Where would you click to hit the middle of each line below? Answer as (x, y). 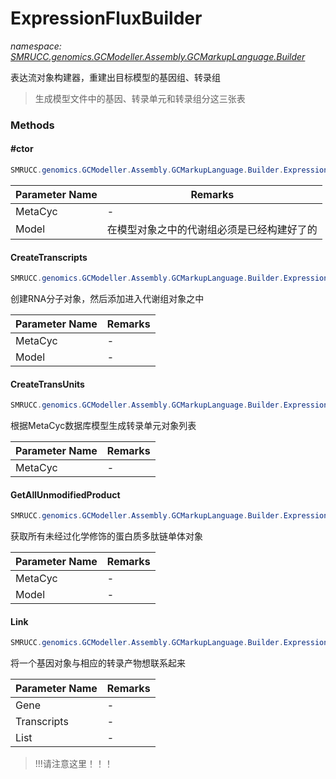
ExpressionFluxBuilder (106, 18)
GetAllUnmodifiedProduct (65, 494)
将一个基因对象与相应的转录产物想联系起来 (98, 663)
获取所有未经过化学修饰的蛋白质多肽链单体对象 (106, 536)
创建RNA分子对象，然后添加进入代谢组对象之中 (107, 299)
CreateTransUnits (47, 384)
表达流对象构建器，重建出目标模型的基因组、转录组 (115, 77)
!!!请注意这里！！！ (73, 764)
